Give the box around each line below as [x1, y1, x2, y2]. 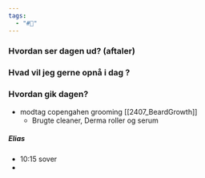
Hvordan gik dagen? [8, 89, 89, 100]
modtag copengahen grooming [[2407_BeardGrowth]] [19, 107, 198, 116]
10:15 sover [19, 154, 58, 164]
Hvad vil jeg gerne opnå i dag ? [8, 67, 131, 79]
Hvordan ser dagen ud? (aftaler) [8, 46, 136, 57]
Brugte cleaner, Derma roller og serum [31, 115, 159, 125]
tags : [8, 11, 26, 20]
